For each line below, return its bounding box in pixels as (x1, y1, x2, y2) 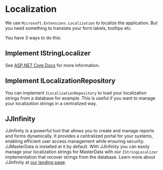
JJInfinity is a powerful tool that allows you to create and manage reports (5, 128, 155, 134)
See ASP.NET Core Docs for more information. (5, 62, 100, 68)
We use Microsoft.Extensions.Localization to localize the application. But (5, 20, 158, 26)
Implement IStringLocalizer (5, 49, 91, 57)
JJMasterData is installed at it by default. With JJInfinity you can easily (5, 144, 150, 150)
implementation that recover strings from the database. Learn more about (5, 154, 156, 160)
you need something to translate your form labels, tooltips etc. (5, 25, 132, 31)
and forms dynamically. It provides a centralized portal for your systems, (5, 133, 153, 139)
